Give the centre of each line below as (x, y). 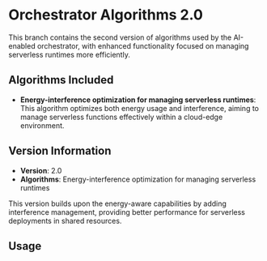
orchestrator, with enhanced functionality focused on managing (143, 45)
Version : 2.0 (41, 170)
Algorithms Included (61, 80)
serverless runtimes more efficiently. (70, 54)
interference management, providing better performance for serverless (127, 212)
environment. (42, 125)
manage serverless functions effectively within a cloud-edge (121, 117)
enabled (22, 45)
